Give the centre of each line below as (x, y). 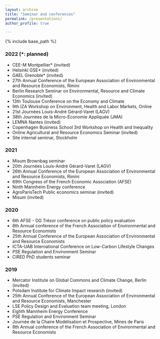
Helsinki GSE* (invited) (35, 70)
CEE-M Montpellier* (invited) (41, 65)
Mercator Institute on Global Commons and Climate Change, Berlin (79, 280)
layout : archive (22, 10)
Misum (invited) (28, 197)
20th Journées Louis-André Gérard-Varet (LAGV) (61, 166)
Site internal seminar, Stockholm (45, 137)
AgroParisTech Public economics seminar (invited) (63, 192)
